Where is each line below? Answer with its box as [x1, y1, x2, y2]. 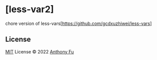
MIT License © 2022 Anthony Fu [5, 48, 74, 54]
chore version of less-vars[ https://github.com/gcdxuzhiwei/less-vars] [5, 20, 152, 26]
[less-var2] [5, 4, 55, 15]
